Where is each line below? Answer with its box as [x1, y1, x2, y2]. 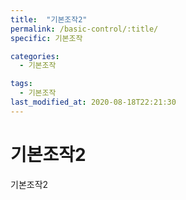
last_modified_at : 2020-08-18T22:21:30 [10, 97, 177, 107]
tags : [10, 79, 33, 89]
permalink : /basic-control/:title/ [10, 24, 159, 34]
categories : [10, 51, 60, 61]
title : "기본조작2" [10, 14, 88, 25]
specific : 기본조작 [10, 33, 83, 43]
